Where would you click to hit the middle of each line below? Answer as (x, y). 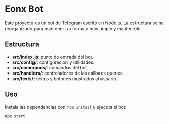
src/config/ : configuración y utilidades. (53, 62)
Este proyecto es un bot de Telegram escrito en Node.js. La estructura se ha (84, 23)
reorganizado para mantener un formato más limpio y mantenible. (73, 28)
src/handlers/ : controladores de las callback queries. (68, 73)
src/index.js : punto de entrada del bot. (53, 57)
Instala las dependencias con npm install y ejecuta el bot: (66, 107)
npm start (15, 116)
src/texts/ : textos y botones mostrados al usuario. (65, 78)
